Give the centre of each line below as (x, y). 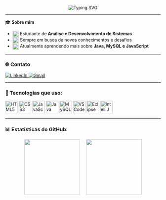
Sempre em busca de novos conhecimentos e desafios (76, 40)
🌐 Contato (18, 64)
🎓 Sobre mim (20, 22)
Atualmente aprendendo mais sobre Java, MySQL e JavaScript (84, 46)
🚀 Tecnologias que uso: (34, 93)
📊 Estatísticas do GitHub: (37, 130)
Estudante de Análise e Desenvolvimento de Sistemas (76, 34)
